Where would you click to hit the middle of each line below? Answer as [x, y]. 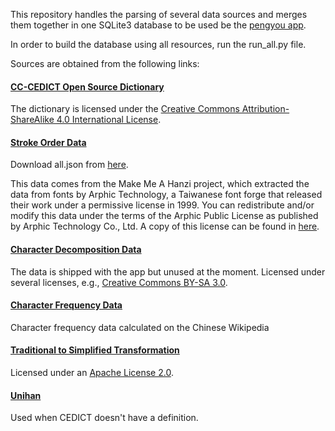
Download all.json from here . [69, 165]
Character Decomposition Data [76, 249]
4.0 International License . [109, 120]
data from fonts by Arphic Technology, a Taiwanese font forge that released [166, 195]
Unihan [26, 395]
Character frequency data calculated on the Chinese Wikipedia [140, 327]
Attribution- [265, 109]
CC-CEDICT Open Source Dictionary [87, 86]
